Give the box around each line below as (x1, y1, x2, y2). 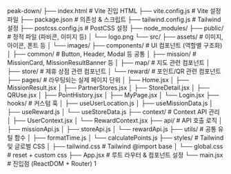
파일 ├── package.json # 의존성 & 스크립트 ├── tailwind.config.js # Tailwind (7, 15, 221, 23)
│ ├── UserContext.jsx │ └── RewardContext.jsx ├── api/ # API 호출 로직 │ (7, 117, 223, 124)
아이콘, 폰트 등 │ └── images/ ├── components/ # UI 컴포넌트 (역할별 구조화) (7, 41, 223, 49)
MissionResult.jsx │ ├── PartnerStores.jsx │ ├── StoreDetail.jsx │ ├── (7, 84, 210, 92)
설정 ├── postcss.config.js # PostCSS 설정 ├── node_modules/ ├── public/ (7, 24, 224, 32)
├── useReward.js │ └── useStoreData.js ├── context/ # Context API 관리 (7, 108, 220, 116)
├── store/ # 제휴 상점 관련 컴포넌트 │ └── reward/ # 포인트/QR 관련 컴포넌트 (7, 67, 222, 75)
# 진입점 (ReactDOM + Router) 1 (7, 159, 97, 168)
